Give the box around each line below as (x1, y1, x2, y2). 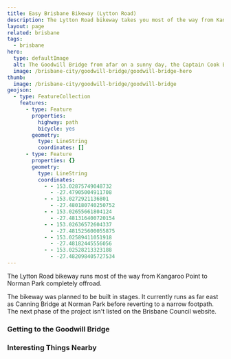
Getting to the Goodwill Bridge (7, 324, 110, 334)
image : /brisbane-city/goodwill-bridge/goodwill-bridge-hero (13, 67, 192, 74)
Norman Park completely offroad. (7, 279, 102, 287)
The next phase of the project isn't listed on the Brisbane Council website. (7, 307, 217, 315)
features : (19, 100, 48, 107)
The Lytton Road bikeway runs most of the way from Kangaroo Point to (7, 272, 208, 280)
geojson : (7, 87, 32, 94)
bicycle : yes (37, 125, 76, 132)
